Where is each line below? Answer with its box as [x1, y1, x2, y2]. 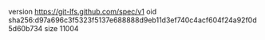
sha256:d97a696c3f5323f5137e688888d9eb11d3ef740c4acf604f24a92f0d [8, 15, 257, 25]
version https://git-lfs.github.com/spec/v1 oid [8, 7, 157, 16]
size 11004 [44, 24, 79, 33]
